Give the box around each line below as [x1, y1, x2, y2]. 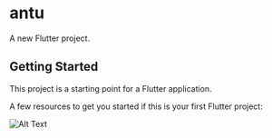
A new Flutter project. [9, 33, 91, 44]
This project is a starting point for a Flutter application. [9, 83, 212, 94]
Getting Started [9, 59, 99, 74]
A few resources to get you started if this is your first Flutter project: [9, 101, 263, 112]
